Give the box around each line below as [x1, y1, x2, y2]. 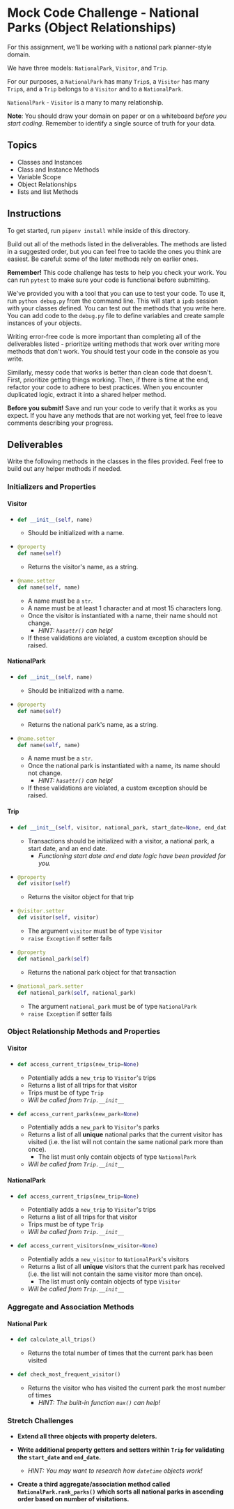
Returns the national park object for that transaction [27, 968, 176, 976]
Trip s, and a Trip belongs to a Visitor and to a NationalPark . [7, 84, 183, 93]
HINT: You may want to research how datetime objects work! [27, 1466, 203, 1475]
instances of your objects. [7, 319, 82, 327]
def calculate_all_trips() [17, 1336, 96, 1344]
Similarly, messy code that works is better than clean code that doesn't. [7, 368, 213, 376]
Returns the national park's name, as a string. [27, 720, 158, 728]
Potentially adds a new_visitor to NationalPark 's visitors [27, 1255, 189, 1263]
